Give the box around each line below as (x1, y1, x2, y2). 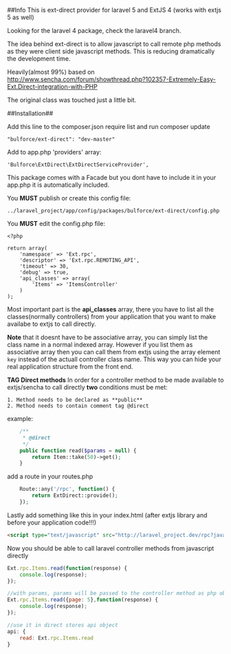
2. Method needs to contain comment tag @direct (7, 402, 149, 409)
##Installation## (7, 110, 54, 117)
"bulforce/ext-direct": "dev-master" (7, 136, 115, 143)
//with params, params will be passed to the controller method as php (7, 590, 217, 597)
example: (7, 415, 33, 422)
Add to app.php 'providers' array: (7, 148, 102, 156)
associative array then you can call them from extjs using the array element (7, 348, 221, 356)
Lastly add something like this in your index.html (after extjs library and (7, 511, 208, 519)
